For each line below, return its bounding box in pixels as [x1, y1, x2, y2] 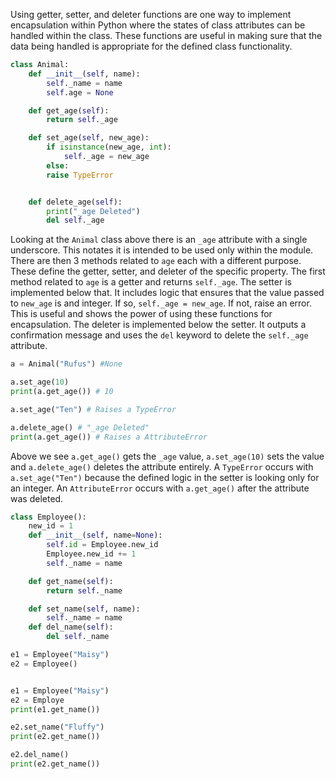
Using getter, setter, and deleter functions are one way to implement [10, 9, 292, 20]
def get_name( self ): [28, 576, 114, 586]
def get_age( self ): [28, 105, 110, 116]
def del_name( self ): [28, 622, 114, 633]
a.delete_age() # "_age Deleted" [10, 422, 150, 433]
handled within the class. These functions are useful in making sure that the [10, 30, 323, 41]
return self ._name [46, 585, 123, 596]
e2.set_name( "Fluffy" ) [10, 722, 105, 733]
